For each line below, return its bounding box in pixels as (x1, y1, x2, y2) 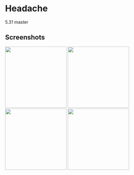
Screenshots (5, 33, 45, 42)
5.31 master (5, 19, 28, 25)
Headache (5, 3, 48, 14)
